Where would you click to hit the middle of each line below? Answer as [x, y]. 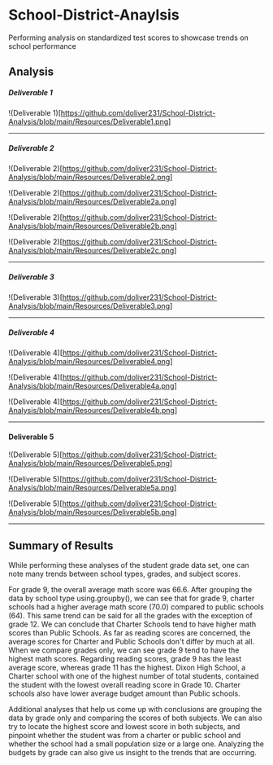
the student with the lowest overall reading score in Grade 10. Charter [125, 685]
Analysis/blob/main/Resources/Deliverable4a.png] [93, 386]
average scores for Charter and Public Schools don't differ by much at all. [132, 642]
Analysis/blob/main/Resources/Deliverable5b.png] [93, 512]
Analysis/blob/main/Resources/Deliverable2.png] [91, 178]
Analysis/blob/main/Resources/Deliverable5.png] [91, 464]
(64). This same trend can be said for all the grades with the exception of [131, 616]
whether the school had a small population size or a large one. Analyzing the [136, 744]
